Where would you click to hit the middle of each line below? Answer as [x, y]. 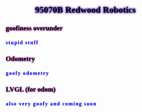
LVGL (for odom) [31, 90]
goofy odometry [28, 73]
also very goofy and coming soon [51, 104]
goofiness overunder [34, 28]
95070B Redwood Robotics [85, 10]
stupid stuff [22, 42]
